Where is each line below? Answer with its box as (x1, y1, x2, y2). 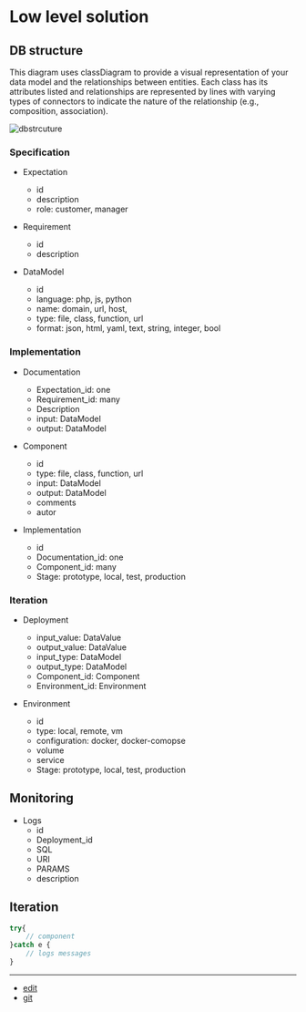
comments (36, 497, 76, 508)
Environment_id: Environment (36, 680, 147, 691)
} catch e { (9, 941, 51, 950)
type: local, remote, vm (36, 725, 123, 736)
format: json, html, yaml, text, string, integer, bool (36, 323, 221, 334)
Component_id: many (36, 561, 117, 572)
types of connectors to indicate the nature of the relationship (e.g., (9, 96, 260, 107)
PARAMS (36, 863, 70, 874)
